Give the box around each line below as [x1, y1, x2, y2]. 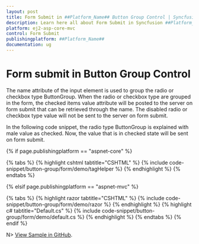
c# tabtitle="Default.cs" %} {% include [6, 207, 101, 214]
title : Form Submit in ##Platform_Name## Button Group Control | [6, 14, 171, 20]
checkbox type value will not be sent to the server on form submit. [6, 112, 168, 119]
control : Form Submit [6, 31, 60, 37]
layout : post [6, 8, 38, 15]
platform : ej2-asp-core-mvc [6, 25, 76, 31]
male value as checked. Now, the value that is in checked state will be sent [6, 130, 188, 137]
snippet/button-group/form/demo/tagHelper [6, 165, 114, 172]
